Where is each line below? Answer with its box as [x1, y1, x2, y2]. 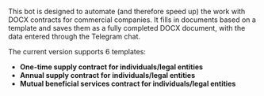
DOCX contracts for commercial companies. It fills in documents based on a [8, 15, 256, 24]
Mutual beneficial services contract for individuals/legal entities [19, 79, 236, 88]
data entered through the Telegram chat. [8, 31, 141, 41]
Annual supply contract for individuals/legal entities [19, 71, 196, 79]
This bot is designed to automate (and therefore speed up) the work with [8, 7, 246, 16]
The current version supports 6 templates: [8, 47, 147, 56]
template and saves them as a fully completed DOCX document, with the [8, 24, 246, 32]
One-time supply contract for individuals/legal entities [19, 62, 204, 72]
